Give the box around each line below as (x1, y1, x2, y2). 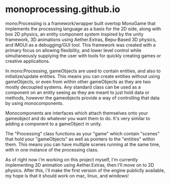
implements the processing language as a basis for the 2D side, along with (5, 25, 161, 31)
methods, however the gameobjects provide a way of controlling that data (5, 95, 160, 101)
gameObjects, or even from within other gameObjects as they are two (5, 79, 151, 85)
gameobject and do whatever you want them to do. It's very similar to (5, 115, 151, 121)
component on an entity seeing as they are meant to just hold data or (5, 89, 150, 95)
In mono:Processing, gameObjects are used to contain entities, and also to (5, 67, 161, 74)
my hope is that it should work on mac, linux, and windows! (5, 172, 129, 178)
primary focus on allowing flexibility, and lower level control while (5, 47, 142, 53)
